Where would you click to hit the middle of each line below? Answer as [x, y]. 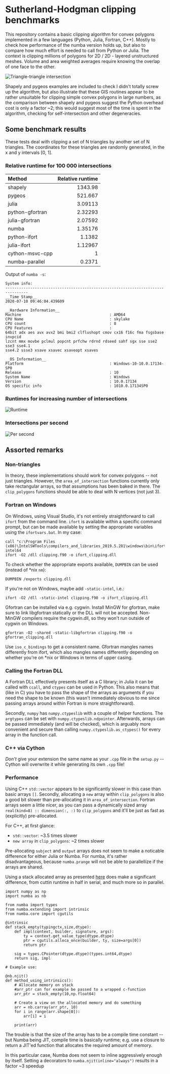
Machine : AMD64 [65, 315]
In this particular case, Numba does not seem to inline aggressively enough [84, 1055]
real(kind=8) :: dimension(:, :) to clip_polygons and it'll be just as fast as [85, 810]
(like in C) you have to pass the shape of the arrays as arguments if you [80, 692]
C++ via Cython [25, 748]
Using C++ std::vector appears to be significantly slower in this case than [83, 789]
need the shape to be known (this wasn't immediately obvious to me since [82, 698]
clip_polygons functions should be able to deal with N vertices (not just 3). [83, 492]
